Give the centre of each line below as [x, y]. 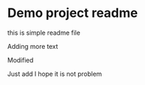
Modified [21, 60]
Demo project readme [73, 13]
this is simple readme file [44, 33]
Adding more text [33, 46]
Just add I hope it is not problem [55, 74]
